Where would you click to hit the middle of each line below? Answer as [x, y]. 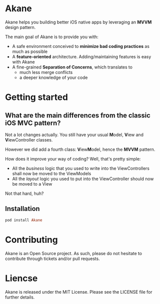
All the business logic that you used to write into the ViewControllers [81, 168]
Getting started [37, 97]
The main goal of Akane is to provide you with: [52, 37]
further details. [20, 297]
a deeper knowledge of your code [53, 77]
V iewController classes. [29, 140]
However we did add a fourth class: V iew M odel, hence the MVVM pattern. [80, 149]
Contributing [31, 240]
